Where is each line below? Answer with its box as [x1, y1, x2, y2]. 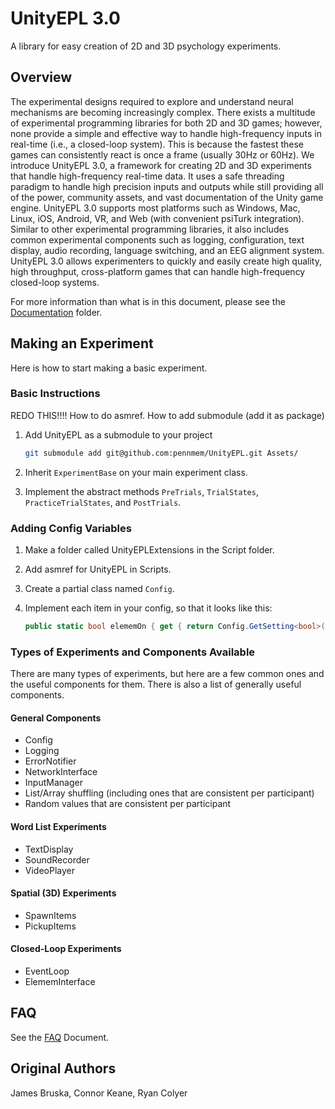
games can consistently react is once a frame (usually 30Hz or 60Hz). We [10, 148, 315, 161]
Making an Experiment [10, 335, 154, 352]
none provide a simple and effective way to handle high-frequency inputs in [10, 127, 322, 139]
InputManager [24, 777, 83, 789]
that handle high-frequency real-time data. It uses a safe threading [10, 170, 285, 182]
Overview [10, 69, 73, 86]
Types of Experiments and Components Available [10, 645, 256, 659]
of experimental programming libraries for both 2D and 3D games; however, [10, 117, 323, 129]
